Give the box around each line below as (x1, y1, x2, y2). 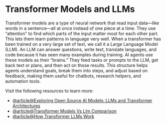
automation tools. (5, 78, 41, 84)
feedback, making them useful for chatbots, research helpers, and (5, 73, 141, 79)
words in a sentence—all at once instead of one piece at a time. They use (5, 25, 156, 31)
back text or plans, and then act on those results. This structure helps (5, 62, 148, 68)
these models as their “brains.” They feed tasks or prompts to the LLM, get (5, 57, 159, 63)
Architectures (12, 103, 41, 109)
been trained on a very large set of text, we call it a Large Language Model (5, 41, 158, 47)
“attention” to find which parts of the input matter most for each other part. (5, 30, 159, 36)
